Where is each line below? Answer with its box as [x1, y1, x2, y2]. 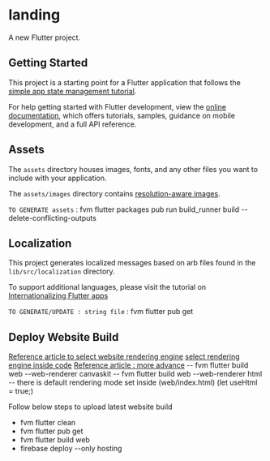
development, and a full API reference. [8, 119, 137, 129]
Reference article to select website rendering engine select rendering [8, 351, 241, 362]
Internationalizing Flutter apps [8, 291, 109, 301]
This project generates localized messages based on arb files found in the [8, 258, 256, 268]
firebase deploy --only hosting [19, 444, 122, 454]
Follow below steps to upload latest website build [8, 402, 173, 411]
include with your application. [8, 173, 107, 183]
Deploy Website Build [8, 330, 119, 344]
